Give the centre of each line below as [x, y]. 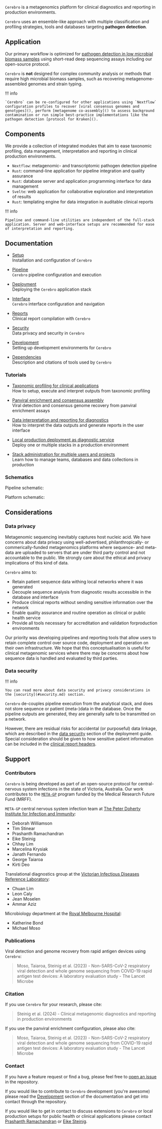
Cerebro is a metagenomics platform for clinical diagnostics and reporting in [80, 7]
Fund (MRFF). [19, 799]
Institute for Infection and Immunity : [41, 813]
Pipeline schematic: [25, 488]
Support [18, 759]
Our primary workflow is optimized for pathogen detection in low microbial [79, 53]
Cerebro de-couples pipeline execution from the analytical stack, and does [79, 704]
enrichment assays [31, 410]
